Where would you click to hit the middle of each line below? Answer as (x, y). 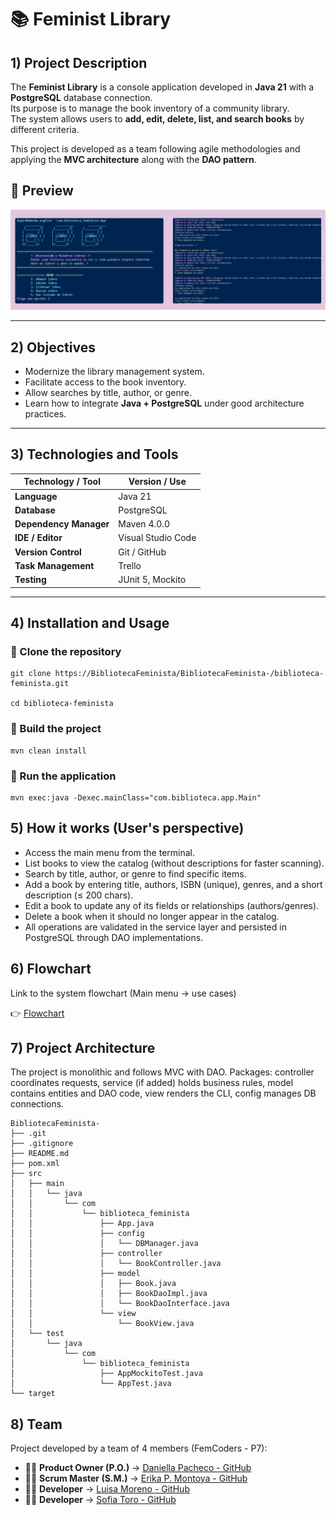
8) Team (36, 1424)
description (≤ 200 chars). (79, 895)
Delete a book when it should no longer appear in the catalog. (152, 916)
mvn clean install (48, 751)
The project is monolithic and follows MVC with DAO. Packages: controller (162, 1072)
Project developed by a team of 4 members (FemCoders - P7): (139, 1448)
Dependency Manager (62, 524)
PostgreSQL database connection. (81, 97)
